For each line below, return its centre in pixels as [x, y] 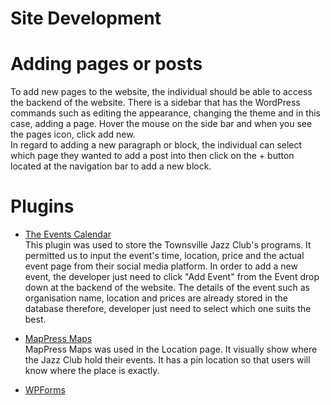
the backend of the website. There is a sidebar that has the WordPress [155, 103]
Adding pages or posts [106, 64]
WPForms [45, 390]
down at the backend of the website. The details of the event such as [167, 288]
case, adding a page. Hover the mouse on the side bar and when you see [161, 124]
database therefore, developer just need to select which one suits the [168, 309]
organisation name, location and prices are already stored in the [156, 298]
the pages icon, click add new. [73, 134]
